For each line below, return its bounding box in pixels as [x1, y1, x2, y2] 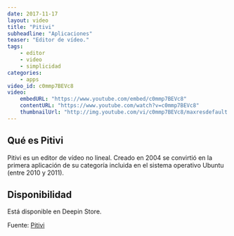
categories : [7, 69, 42, 76]
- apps [20, 75, 39, 83]
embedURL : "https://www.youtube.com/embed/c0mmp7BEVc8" [20, 96, 188, 103]
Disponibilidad [7, 188, 72, 201]
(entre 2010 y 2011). [7, 168, 65, 177]
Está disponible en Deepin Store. [7, 207, 102, 216]
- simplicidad [20, 63, 61, 70]
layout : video [7, 17, 49, 24]
